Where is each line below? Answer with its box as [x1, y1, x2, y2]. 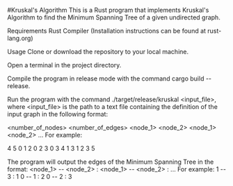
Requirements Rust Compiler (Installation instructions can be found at [7, 27, 207, 35]
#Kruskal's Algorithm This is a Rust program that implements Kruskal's [7, 6, 209, 14]
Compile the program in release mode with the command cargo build [7, 74, 204, 83]
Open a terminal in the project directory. [7, 61, 122, 69]
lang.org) [7, 34, 33, 42]
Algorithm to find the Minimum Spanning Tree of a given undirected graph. [7, 13, 220, 22]
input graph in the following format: [7, 110, 109, 118]
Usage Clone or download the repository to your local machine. [7, 48, 189, 56]
